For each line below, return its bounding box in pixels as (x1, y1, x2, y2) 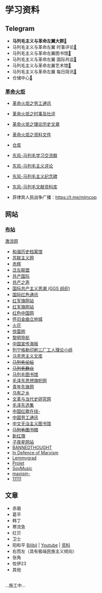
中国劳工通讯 (12, 414, 38, 420)
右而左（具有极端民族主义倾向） (12, 548, 77, 554)
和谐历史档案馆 (12, 249, 43, 254)
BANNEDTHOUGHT (12, 444, 52, 450)
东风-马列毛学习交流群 (12, 153, 58, 159)
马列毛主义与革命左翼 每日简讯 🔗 (12, 69, 77, 74)
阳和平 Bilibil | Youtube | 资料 (12, 542, 71, 548)
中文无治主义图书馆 (12, 421, 51, 426)
